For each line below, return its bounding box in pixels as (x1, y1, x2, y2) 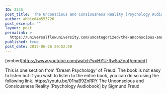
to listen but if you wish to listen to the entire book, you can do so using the (5, 72, 159, 78)
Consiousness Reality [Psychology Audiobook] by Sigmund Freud (5, 83, 140, 89)
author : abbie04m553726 (5, 16, 55, 21)
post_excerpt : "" (5, 21, 41, 26)
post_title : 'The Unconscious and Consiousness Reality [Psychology (5, 12, 150, 17)
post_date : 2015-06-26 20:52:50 (5, 44, 72, 49)
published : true (5, 40, 39, 45)
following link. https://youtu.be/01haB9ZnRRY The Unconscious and (5, 78, 144, 84)
